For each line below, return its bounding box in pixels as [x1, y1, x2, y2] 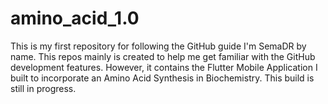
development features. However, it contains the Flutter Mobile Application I [10, 61, 318, 73]
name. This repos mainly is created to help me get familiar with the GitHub [10, 50, 316, 62]
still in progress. [10, 82, 77, 94]
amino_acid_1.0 [10, 7, 140, 30]
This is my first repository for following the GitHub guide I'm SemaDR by [10, 40, 307, 52]
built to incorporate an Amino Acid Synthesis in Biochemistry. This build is [10, 72, 315, 84]
